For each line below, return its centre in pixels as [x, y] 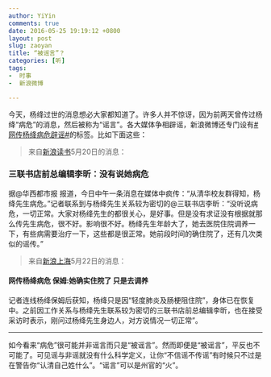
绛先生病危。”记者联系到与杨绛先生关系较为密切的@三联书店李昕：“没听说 [130, 203]
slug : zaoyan [30, 46]
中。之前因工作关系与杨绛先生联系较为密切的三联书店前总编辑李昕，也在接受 [135, 310]
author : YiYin [32, 16]
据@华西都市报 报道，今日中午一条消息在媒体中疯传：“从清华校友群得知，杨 [134, 193]
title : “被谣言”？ [37, 53]
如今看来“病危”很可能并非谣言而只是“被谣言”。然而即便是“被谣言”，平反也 [131, 345]
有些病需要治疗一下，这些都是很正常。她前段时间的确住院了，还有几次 [139, 234]
